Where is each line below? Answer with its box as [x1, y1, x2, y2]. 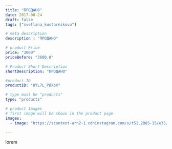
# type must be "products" [5, 92, 63, 98]
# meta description [5, 31, 47, 36]
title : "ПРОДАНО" [5, 7, 42, 13]
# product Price [5, 45, 40, 50]
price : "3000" [5, 50, 36, 55]
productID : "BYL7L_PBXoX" [5, 83, 60, 88]
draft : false [5, 17, 33, 22]
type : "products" [5, 97, 42, 102]
